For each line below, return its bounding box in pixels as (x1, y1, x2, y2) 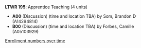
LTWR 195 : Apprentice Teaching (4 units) (5, 4, 88, 10)
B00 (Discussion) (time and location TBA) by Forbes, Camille (12, 24, 134, 29)
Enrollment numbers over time (5, 38, 66, 44)
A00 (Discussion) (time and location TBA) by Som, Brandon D (12, 13, 136, 19)
